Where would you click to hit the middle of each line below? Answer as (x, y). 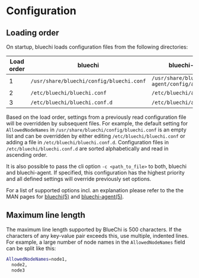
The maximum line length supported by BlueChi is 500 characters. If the (94, 229)
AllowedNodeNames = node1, (37, 259)
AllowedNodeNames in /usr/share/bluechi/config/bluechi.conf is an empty (96, 130)
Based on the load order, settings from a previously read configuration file (96, 117)
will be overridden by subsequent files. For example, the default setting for (97, 123)
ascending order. (27, 155)
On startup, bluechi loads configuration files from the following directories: (97, 47)
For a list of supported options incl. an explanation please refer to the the (95, 190)
